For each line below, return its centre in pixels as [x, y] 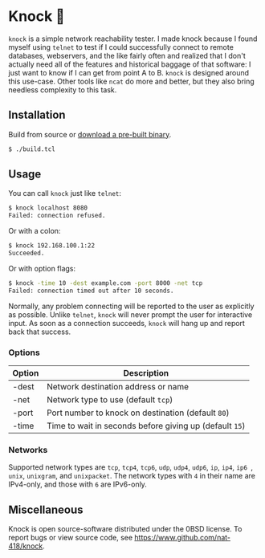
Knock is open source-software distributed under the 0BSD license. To [125, 529]
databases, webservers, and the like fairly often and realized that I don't [127, 55]
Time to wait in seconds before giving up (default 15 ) [146, 426]
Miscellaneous [46, 509]
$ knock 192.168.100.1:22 [51, 246]
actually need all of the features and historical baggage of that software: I [130, 64]
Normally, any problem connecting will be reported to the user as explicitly [131, 306]
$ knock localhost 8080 [48, 208]
